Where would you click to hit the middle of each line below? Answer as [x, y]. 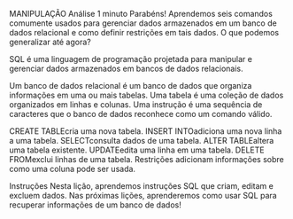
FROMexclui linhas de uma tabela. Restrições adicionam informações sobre [147, 159]
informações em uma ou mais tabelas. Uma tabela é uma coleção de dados [146, 95]
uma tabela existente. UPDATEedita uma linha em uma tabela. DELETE [137, 150]
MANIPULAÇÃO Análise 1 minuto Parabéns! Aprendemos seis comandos [141, 14]
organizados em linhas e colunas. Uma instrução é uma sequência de [136, 105]
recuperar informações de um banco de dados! [95, 205]
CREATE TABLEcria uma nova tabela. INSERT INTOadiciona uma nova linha [146, 131]
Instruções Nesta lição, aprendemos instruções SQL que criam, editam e [142, 186]
